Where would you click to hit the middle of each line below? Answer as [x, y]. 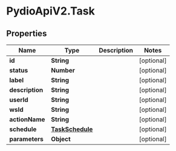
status [19, 70]
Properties [27, 34]
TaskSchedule [72, 129]
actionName [27, 119]
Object [61, 139]
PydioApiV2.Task [51, 11]
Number [63, 70]
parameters [26, 139]
